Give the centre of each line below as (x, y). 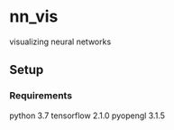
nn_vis (34, 17)
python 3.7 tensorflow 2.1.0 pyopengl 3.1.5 (87, 116)
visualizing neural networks (60, 42)
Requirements (41, 96)
